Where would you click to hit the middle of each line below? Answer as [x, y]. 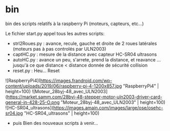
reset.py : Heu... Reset [36, 71]
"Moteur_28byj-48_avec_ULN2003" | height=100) [113, 102]
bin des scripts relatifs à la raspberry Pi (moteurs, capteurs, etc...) [75, 24]
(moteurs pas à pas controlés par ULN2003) [59, 49]
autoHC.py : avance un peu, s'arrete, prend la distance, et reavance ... [87, 59]
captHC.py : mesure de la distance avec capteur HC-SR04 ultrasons [85, 54]
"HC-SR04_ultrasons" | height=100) [62, 113]
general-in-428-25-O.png [33, 102]
